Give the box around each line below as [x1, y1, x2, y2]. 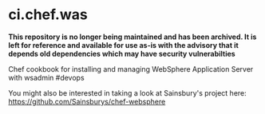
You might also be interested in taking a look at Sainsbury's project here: [8, 88, 247, 97]
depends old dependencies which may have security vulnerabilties [8, 49, 235, 58]
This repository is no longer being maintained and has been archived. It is [8, 32, 257, 41]
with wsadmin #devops [8, 73, 85, 82]
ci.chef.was [8, 6, 88, 24]
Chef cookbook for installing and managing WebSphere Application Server [8, 64, 254, 73]
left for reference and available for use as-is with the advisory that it [8, 40, 239, 49]
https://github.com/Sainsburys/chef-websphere [8, 96, 166, 106]
